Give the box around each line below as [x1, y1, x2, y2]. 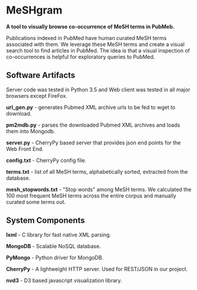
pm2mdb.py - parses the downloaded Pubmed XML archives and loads [6, 121, 181, 128]
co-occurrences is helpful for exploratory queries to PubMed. [6, 53, 155, 60]
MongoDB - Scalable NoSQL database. [6, 242, 101, 249]
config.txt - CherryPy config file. [6, 157, 86, 164]
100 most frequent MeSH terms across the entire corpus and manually [6, 192, 176, 199]
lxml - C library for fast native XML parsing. [6, 231, 112, 238]
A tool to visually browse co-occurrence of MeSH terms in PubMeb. [6, 23, 175, 30]
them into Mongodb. [6, 127, 56, 134]
